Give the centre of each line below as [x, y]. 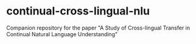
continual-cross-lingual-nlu [78, 11]
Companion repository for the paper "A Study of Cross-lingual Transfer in [98, 28]
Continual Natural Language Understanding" [62, 34]
